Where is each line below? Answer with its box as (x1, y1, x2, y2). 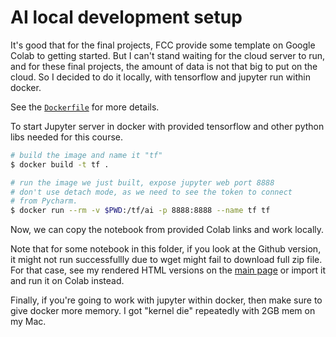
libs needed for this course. (10, 131, 123, 143)
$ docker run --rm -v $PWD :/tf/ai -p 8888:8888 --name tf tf (10, 206, 271, 216)
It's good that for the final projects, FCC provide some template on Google (10, 39, 316, 51)
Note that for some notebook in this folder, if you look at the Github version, (10, 243, 322, 255)
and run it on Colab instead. (10, 275, 125, 287)
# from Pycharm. (10, 196, 78, 206)
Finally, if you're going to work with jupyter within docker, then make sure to (10, 294, 323, 306)
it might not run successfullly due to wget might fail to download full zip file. (10, 254, 323, 266)
